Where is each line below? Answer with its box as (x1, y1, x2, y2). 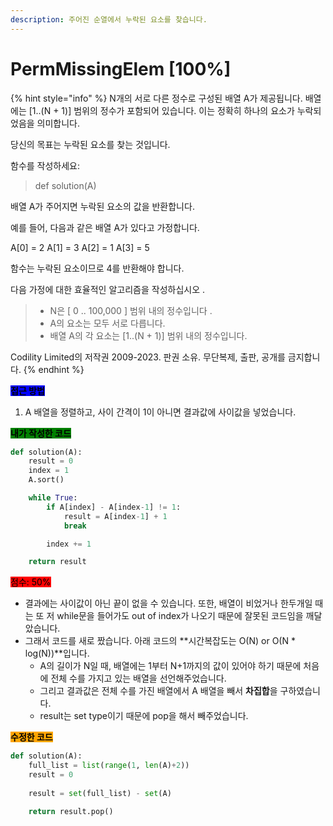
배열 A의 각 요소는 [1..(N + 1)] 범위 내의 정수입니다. (49, 329, 248, 341)
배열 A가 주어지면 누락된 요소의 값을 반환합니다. (10, 200, 195, 212)
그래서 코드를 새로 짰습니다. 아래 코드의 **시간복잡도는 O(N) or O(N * (24, 635, 296, 647)
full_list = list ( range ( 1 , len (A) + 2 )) (28, 761, 190, 771)
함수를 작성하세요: (10, 159, 81, 171)
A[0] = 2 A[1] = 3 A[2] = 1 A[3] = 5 (10, 241, 150, 253)
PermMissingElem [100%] (10, 57, 232, 80)
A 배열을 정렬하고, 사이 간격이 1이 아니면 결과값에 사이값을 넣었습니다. (24, 406, 297, 418)
